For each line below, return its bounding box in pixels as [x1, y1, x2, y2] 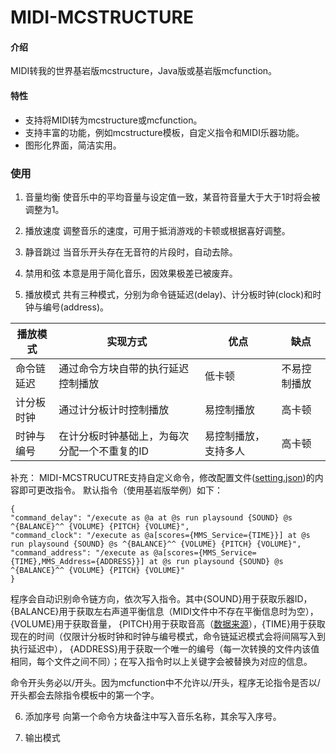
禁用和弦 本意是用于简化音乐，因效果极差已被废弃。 [24, 267, 238, 279]
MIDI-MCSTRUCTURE [10, 6, 194, 29]
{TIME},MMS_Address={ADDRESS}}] [10, 556, 145, 566]
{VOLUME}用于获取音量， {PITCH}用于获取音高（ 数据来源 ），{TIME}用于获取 [10, 617, 326, 630]
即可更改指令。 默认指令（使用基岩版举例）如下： [18, 484, 223, 496]
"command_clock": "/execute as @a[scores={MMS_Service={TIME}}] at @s [10, 530, 311, 540]
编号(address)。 [42, 301, 109, 313]
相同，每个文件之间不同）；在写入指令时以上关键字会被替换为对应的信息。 [10, 655, 313, 667]
